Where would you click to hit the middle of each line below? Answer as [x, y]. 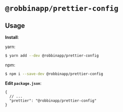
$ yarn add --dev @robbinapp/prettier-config [52, 56]
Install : [12, 37]
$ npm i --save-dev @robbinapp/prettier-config [54, 74]
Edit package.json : [23, 83]
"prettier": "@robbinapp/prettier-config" [53, 101]
